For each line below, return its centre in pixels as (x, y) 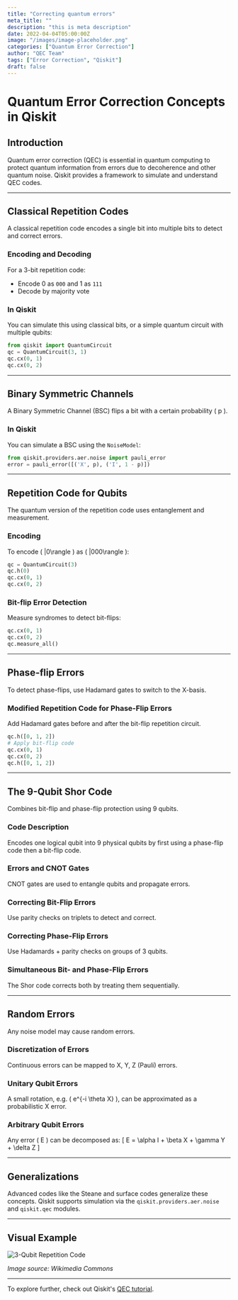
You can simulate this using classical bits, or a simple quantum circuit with (115, 325)
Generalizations (43, 1176)
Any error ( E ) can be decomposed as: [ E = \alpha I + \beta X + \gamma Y (116, 1140)
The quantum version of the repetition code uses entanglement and (106, 510)
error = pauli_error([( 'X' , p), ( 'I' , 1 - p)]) (79, 464)
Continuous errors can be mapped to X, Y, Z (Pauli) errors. (92, 1065)
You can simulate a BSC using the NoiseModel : (74, 444)
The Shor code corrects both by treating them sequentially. (93, 985)
